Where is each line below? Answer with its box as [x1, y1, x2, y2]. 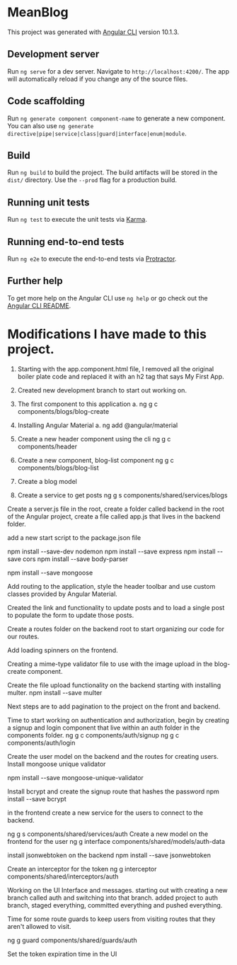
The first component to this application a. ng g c [17, 400, 158, 408]
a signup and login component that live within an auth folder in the [7, 723, 200, 732]
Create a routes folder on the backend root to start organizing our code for [7, 624, 225, 633]
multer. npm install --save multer [7, 688, 103, 696]
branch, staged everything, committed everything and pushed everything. [7, 901, 223, 909]
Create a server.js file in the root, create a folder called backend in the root [7, 504, 225, 513]
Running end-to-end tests [7, 235, 125, 248]
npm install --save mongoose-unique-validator [7, 773, 144, 781]
